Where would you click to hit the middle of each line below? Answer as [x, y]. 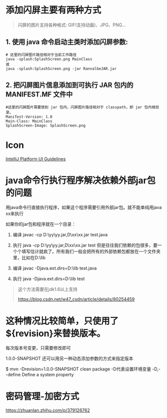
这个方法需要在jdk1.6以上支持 [48, 289]
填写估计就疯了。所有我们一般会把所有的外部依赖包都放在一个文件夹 [91, 252]
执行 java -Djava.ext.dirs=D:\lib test [49, 279]
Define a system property [48, 375]
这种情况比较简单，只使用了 [62, 321]
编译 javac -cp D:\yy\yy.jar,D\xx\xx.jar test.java [60, 235]
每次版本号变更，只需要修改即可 [38, 348]
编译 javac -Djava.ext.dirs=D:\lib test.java [55, 268]
